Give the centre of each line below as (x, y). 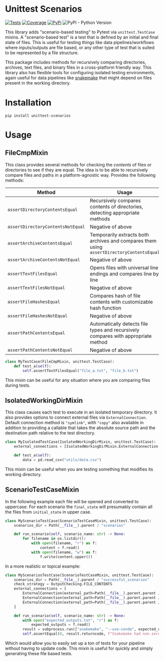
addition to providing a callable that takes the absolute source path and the (80, 428)
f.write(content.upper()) (66, 557)
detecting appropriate (115, 212)
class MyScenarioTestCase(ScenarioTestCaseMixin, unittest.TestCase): (78, 521)
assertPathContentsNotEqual (40, 350)
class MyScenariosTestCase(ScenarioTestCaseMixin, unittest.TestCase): (79, 575)
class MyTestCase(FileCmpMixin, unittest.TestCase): (60, 361)
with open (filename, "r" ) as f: (64, 543)
